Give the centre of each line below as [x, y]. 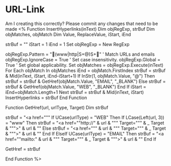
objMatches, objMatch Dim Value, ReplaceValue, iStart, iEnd [68, 34]
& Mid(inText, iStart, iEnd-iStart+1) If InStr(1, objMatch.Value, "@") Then [80, 76]
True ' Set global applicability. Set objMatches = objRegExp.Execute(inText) [84, 65]
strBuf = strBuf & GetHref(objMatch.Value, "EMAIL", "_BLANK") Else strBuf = [86, 81]
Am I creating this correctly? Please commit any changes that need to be [82, 23]
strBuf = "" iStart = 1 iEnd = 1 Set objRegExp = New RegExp [67, 44]
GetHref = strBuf [23, 149]
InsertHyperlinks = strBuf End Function [46, 98]
